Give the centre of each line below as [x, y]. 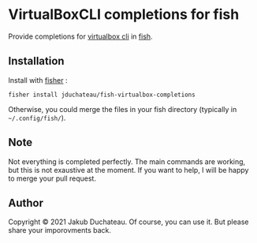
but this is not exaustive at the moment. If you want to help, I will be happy [128, 170]
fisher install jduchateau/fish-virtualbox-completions [102, 95]
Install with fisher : [38, 80]
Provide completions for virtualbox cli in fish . [80, 36]
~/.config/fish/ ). [37, 118]
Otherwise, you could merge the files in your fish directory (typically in [123, 109]
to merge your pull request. [52, 178]
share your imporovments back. [60, 230]
